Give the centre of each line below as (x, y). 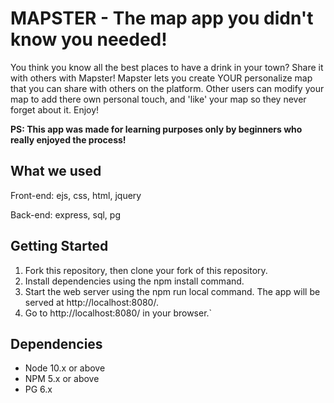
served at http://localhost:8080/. (91, 302)
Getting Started (59, 246)
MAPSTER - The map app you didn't (162, 18)
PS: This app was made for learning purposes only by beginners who (156, 129)
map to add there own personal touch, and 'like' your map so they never (158, 99)
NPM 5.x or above (62, 379)
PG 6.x (38, 389)
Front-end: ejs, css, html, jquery (76, 195)
